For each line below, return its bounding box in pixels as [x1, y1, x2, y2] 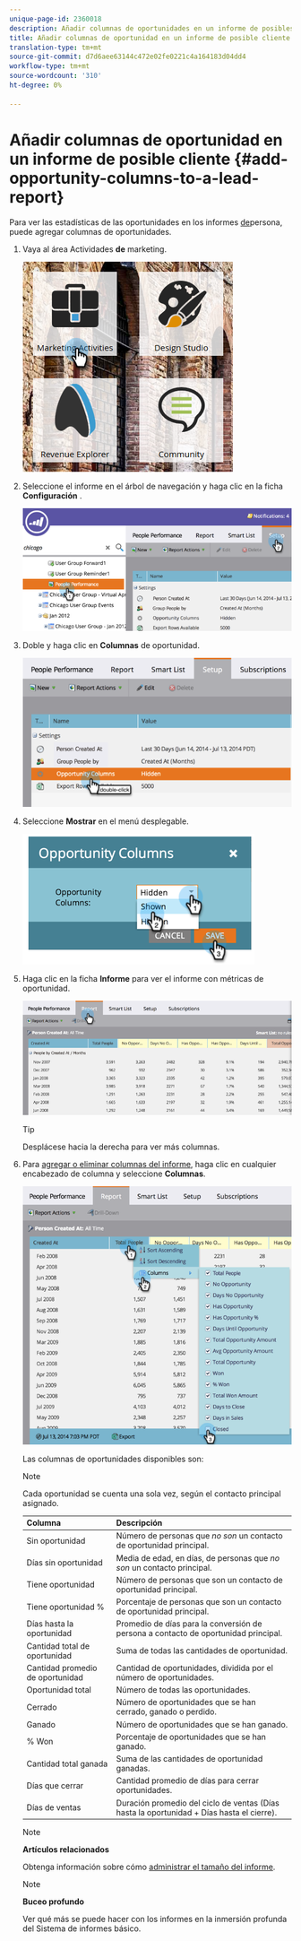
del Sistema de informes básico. [21, 1923, 142, 1934]
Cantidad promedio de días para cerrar [116, 1775, 260, 1786]
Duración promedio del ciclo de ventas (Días [116, 1798, 279, 1808]
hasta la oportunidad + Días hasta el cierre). [116, 1807, 278, 1817]
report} [9, 186, 64, 207]
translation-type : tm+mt [9, 43, 102, 52]
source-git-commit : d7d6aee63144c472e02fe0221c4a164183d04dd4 [9, 52, 246, 62]
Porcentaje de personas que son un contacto [116, 1597, 282, 1607]
